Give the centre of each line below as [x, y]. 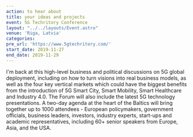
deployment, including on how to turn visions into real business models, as [96, 78]
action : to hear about [34, 11]
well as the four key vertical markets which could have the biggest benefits [97, 84]
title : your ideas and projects [45, 17]
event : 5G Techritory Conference [47, 22]
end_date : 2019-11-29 [33, 55]
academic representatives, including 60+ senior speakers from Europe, [92, 121]
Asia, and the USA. [29, 128]
